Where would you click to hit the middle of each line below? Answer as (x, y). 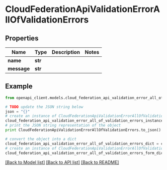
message (19, 69)
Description (66, 52)
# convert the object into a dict (41, 139)
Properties (22, 38)
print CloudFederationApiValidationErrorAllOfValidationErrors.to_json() (83, 130)
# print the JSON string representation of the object (63, 126)
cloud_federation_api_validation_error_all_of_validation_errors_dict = (82, 144)
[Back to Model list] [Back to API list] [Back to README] (62, 163)
